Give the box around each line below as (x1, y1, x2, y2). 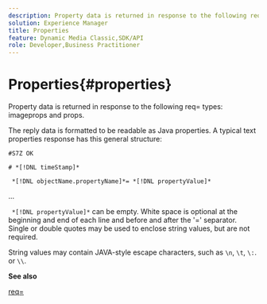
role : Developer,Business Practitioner (8, 41, 141, 49)
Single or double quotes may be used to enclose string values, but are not (8, 224, 250, 233)
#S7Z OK (8, 150, 34, 158)
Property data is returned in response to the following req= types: (8, 102, 223, 111)
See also (8, 271, 37, 281)
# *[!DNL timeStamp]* (8, 164, 80, 172)
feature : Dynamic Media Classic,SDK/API (8, 33, 145, 42)
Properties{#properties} (8, 76, 172, 94)
